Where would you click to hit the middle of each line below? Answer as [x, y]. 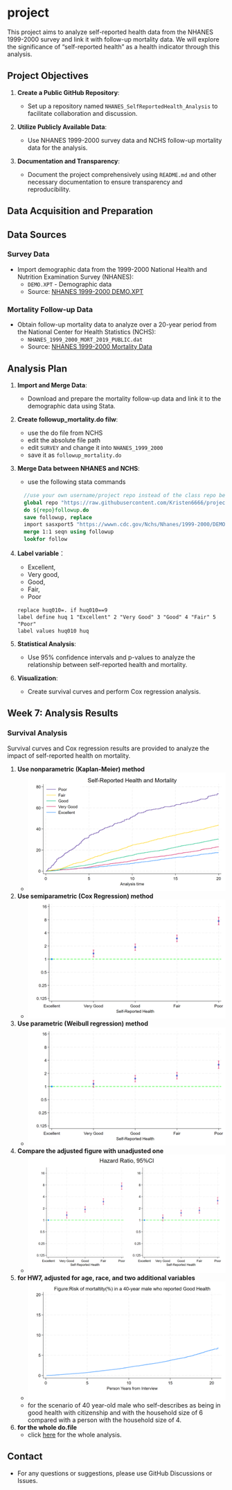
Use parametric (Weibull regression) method [83, 1023]
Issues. [27, 1480]
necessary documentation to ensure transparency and [105, 182]
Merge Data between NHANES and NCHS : [78, 468]
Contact [25, 1456]
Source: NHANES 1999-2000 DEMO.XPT [86, 291]
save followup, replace [58, 517]
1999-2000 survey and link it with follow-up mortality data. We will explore [113, 39]
